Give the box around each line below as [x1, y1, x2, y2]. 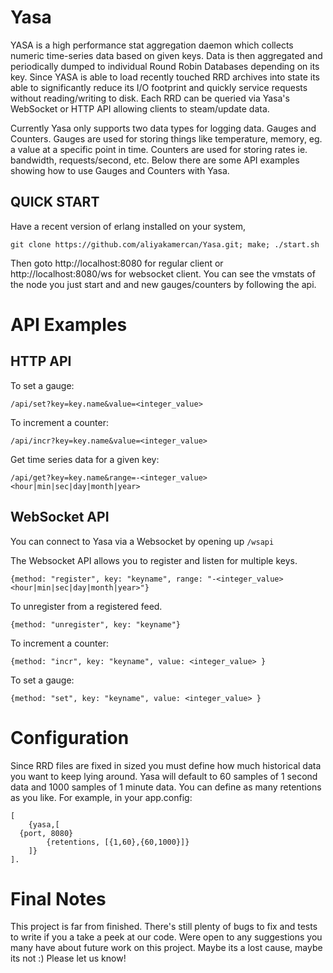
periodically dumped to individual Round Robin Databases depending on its [10, 60, 320, 72]
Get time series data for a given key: [10, 453, 160, 465]
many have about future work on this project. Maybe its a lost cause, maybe [10, 942, 323, 954]
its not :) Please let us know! [10, 952, 127, 965]
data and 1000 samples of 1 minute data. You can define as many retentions [10, 781, 322, 793]
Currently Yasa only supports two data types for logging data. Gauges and [10, 122, 317, 134]
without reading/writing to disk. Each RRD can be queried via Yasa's [10, 92, 290, 104]
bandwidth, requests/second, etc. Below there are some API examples [10, 154, 300, 166]
